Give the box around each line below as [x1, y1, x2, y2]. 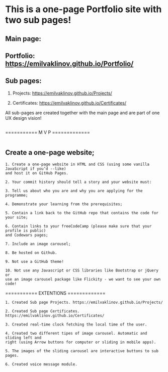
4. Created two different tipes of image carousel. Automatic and [5, 331, 147, 336]
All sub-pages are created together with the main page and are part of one [5, 110, 160, 116]
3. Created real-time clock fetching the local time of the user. [5, 322, 147, 327]
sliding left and [5, 335, 42, 340]
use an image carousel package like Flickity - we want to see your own [5, 276, 161, 282]
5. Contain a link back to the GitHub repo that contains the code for [5, 210, 158, 215]
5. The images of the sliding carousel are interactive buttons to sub [5, 348, 158, 353]
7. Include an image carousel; [5, 241, 71, 246]
